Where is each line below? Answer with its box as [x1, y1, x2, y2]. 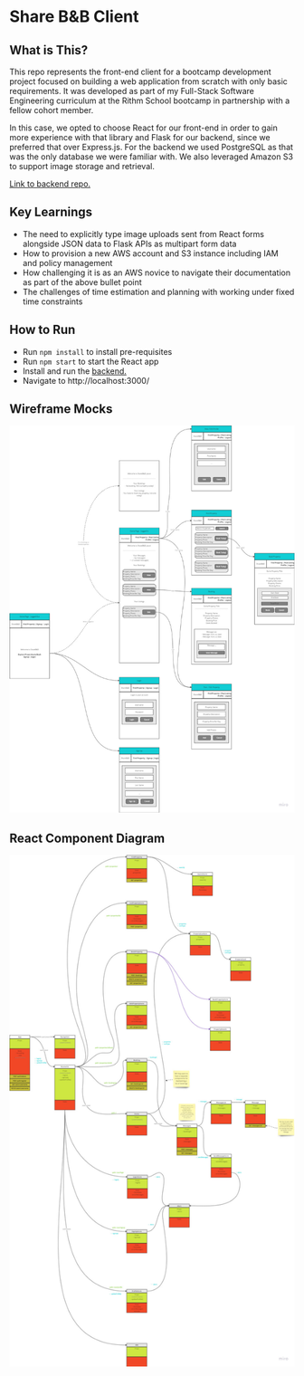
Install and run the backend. [22, 365, 127, 377]
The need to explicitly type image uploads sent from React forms [22, 228, 265, 239]
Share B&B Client [9, 6, 139, 27]
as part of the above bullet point [22, 276, 142, 287]
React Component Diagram [9, 830, 166, 846]
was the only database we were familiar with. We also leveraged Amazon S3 [9, 151, 294, 162]
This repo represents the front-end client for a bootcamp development [9, 66, 271, 77]
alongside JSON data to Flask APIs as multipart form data [22, 238, 237, 249]
